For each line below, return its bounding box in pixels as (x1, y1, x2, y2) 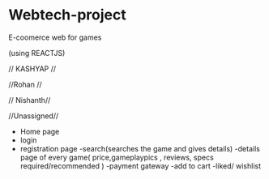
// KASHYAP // (8, 63, 57, 74)
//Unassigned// (8, 111, 59, 121)
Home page (19, 126, 60, 136)
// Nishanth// (8, 95, 51, 104)
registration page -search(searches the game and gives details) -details (19, 143, 261, 153)
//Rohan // (8, 79, 42, 89)
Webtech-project (8, 6, 127, 24)
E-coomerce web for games (8, 32, 102, 42)
